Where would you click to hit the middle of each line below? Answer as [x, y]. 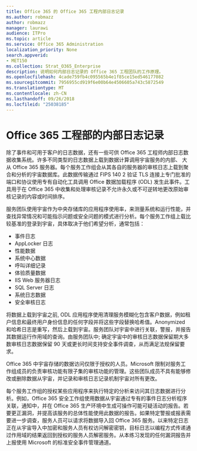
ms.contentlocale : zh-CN [36, 93]
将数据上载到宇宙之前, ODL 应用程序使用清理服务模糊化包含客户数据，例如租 [98, 315]
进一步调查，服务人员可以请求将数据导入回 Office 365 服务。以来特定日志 [100, 420]
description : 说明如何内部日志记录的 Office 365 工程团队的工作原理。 [85, 72]
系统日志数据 [30, 295]
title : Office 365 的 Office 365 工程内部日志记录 [65, 11]
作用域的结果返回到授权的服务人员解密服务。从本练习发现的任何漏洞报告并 [101, 435]
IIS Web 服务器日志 [37, 280]
